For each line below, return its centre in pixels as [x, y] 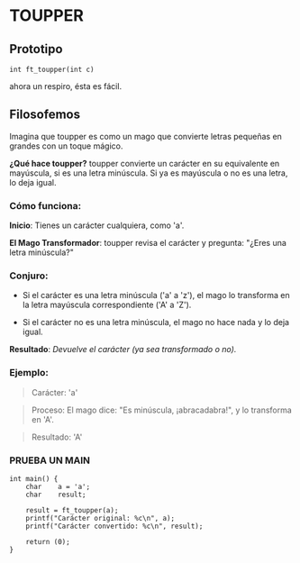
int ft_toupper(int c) [52, 69]
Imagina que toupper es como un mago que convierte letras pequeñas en [145, 136]
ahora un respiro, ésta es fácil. [66, 86]
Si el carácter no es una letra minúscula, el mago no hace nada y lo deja [156, 322]
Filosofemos [45, 115]
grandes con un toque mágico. [66, 146]
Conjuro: [29, 276]
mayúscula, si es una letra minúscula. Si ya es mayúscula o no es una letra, [149, 173]
